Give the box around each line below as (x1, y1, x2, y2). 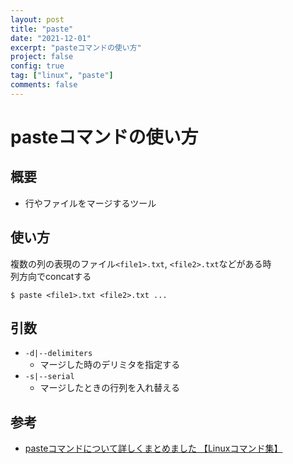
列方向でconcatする (10, 270, 92, 282)
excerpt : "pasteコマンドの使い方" (10, 42, 142, 53)
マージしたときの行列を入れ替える (39, 382, 180, 394)
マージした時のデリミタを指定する (39, 359, 181, 371)
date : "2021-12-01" (10, 33, 92, 43)
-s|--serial (24, 372, 75, 382)
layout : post (10, 14, 65, 25)
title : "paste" (10, 24, 74, 34)
